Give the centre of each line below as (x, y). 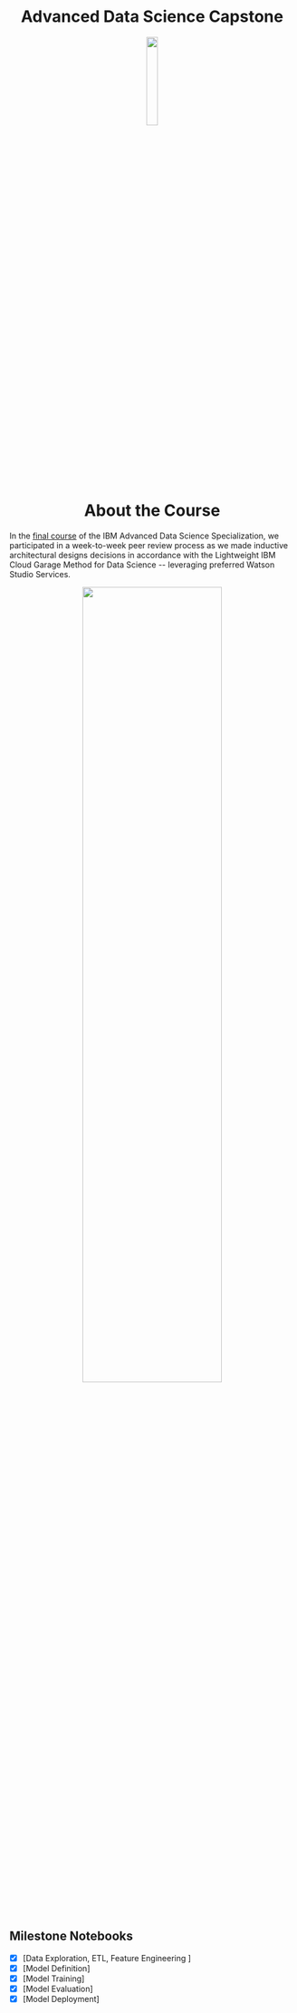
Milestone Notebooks (71, 1936)
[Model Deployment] (61, 1998)
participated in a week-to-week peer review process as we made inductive (148, 545)
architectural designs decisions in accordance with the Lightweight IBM (143, 555)
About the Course (152, 511)
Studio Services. (40, 574)
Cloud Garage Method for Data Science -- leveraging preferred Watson (142, 565)
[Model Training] (53, 1979)
